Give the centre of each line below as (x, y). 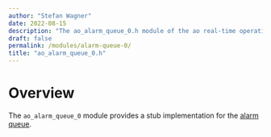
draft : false (30, 38)
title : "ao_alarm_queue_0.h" (57, 53)
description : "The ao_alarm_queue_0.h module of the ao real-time (122, 31)
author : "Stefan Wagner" (50, 16)
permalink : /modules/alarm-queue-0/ (70, 46)
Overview (42, 93)
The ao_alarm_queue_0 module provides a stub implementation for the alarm (134, 115)
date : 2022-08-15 (38, 23)
